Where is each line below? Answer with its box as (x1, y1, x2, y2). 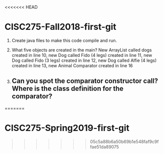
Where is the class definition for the (11, 84, 124, 93)
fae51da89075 (90, 144, 119, 150)
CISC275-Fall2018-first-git (4, 22, 116, 32)
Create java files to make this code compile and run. (11, 37, 117, 43)
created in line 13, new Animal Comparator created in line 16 (11, 62, 133, 68)
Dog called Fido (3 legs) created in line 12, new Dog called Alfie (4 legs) (11, 57, 157, 63)
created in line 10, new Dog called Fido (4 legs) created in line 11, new (11, 52, 153, 58)
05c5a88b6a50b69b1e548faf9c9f (90, 138, 159, 144)
